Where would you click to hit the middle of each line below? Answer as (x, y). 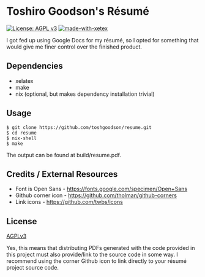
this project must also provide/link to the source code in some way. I (92, 255)
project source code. (33, 268)
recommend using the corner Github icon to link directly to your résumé (96, 261)
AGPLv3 (17, 236)
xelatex (24, 80)
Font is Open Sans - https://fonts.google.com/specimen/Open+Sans (101, 189)
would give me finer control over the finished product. (74, 47)
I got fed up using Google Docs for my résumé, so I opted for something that (102, 40)
